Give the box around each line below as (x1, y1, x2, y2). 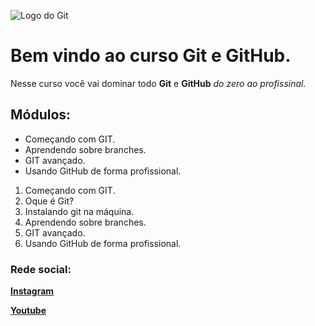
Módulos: (10, 106, 72, 124)
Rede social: (10, 262, 72, 276)
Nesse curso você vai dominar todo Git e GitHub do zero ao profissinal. (10, 77, 307, 89)
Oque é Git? (24, 195, 75, 207)
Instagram (10, 285, 55, 297)
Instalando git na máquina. (24, 205, 135, 217)
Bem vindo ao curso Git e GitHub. (10, 45, 292, 67)
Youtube (10, 305, 47, 317)
